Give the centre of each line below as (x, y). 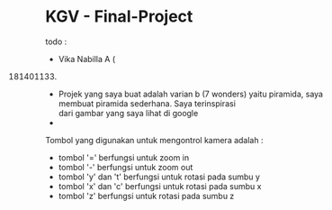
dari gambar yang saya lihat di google (128, 113)
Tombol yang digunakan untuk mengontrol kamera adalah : (154, 140)
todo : (56, 41)
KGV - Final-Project (119, 17)
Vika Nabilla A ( (86, 59)
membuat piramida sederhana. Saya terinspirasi (147, 103)
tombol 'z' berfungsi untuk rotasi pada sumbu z (146, 196)
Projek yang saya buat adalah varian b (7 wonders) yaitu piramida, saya (191, 94)
